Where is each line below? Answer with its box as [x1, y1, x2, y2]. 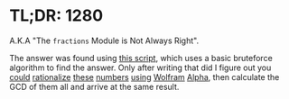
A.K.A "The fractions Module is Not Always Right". [9, 35, 200, 46]
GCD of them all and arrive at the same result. [9, 81, 180, 92]
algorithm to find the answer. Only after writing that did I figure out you [9, 62, 272, 73]
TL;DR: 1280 [9, 5, 104, 26]
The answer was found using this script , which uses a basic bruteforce [9, 52, 273, 63]
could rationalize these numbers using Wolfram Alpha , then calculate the [9, 71, 280, 82]
